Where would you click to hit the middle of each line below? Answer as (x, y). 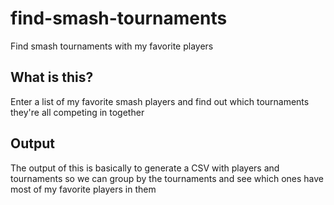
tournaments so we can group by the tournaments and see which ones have (167, 178)
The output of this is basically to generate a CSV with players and (145, 168)
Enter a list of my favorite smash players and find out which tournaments (160, 101)
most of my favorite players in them (83, 189)
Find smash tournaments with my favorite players (112, 46)
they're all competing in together (77, 112)
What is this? (52, 77)
